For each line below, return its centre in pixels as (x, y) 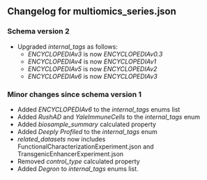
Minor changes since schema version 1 (74, 94)
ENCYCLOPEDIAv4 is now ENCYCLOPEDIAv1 (92, 61)
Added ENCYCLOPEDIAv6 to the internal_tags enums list (99, 109)
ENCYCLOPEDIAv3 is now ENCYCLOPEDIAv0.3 (95, 54)
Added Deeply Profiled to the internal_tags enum (87, 131)
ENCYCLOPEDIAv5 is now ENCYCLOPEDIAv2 (92, 68)
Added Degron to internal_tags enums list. (78, 168)
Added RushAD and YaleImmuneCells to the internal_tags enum (109, 117)
